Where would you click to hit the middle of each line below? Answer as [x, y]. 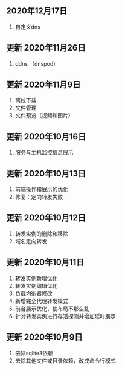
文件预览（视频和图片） [44, 116]
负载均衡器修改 [34, 293]
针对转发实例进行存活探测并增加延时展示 [65, 316]
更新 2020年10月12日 [46, 218]
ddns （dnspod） [37, 63]
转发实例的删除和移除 [41, 234]
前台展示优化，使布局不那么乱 [52, 309]
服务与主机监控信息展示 [44, 152]
